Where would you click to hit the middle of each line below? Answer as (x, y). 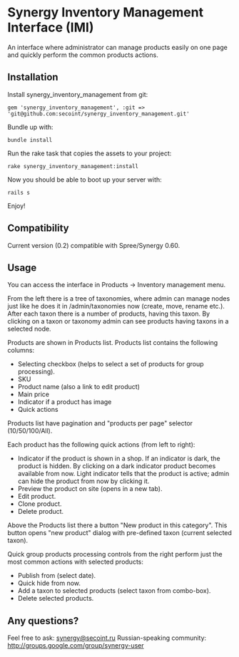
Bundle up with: (30, 127)
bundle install (30, 140)
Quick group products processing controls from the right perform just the (115, 554)
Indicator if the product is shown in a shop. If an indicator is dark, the (119, 459)
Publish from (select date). (57, 576)
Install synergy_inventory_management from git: (78, 94)
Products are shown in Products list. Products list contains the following (113, 343)
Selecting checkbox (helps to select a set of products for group (111, 364)
